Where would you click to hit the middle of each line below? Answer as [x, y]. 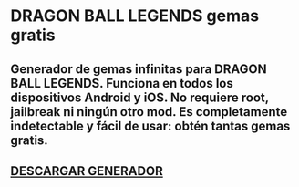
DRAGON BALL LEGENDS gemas [134, 16]
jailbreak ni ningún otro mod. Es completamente [149, 112]
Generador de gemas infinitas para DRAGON [139, 69]
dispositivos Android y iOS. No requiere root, [140, 97]
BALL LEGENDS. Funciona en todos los [122, 83]
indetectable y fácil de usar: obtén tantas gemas [150, 125]
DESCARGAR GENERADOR [87, 171]
